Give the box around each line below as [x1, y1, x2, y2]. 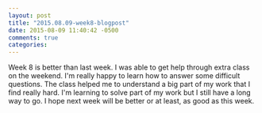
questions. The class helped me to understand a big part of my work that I [8, 80, 251, 89]
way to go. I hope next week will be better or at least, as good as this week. [8, 96, 255, 106]
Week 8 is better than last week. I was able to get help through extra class [8, 62, 250, 72]
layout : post [8, 11, 52, 20]
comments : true [8, 33, 59, 42]
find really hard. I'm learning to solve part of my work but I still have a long [8, 88, 252, 97]
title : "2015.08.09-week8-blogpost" [8, 19, 129, 27]
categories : [8, 41, 48, 49]
